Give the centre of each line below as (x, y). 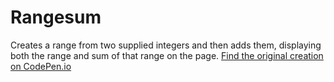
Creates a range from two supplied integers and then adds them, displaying (166, 45)
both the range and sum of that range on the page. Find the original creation (167, 55)
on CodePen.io (41, 66)
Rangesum (56, 17)
